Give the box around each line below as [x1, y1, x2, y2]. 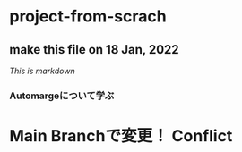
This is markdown [9, 65, 75, 76]
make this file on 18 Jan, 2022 [9, 42, 179, 57]
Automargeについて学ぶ [9, 89, 115, 102]
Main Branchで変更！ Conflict [9, 126, 233, 147]
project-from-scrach [9, 6, 168, 27]
